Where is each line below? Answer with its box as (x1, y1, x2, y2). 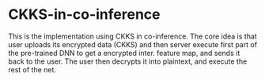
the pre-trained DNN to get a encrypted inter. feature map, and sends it (8, 48, 240, 57)
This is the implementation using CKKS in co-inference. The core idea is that (8, 31, 257, 41)
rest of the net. (8, 64, 57, 74)
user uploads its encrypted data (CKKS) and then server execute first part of (8, 39, 258, 49)
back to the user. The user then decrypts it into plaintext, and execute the (8, 57, 248, 66)
